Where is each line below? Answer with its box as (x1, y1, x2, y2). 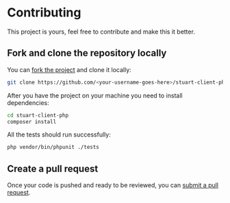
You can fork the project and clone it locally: (7, 65, 131, 73)
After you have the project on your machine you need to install (7, 91, 183, 99)
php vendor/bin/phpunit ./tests (7, 144, 99, 151)
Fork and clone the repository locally (7, 47, 167, 59)
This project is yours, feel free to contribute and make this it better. (7, 27, 195, 36)
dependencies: (7, 98, 49, 107)
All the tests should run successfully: (7, 130, 111, 139)
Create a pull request (7, 163, 99, 174)
